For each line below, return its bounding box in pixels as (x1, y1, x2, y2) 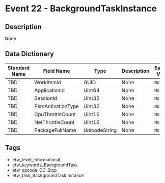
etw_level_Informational (12, 156, 60, 162)
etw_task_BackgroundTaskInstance (12, 172, 84, 178)
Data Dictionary (5, 50, 54, 58)
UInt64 (83, 87, 100, 93)
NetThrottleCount (34, 119, 75, 125)
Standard (7, 64, 30, 71)
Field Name (43, 67, 70, 74)
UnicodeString (83, 126, 117, 133)
